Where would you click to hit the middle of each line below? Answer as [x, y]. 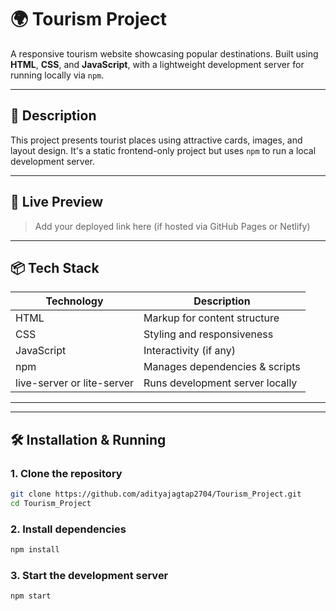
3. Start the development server [89, 575]
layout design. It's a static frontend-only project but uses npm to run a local [163, 150]
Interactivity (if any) [189, 351]
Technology [74, 301]
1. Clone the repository [66, 473]
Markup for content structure [211, 318]
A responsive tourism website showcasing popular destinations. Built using [164, 53]
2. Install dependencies [68, 529]
